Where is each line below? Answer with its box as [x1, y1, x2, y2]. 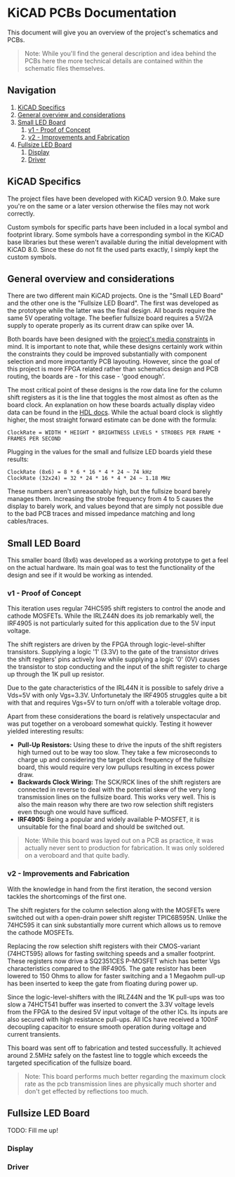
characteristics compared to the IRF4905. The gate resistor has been [7, 964, 207, 973]
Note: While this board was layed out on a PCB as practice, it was [24, 837, 214, 845]
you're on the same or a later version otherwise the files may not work [7, 201, 210, 210]
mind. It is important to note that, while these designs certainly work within [7, 343, 223, 351]
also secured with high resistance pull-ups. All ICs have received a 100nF [7, 1015, 219, 1023]
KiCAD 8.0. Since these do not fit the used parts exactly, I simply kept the [7, 245, 219, 253]
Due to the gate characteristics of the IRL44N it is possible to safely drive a [7, 684, 224, 692]
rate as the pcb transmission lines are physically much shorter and [24, 1079, 217, 1088]
